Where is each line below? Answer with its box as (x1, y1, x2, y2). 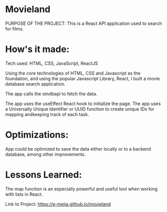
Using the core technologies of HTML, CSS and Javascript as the (5, 70, 141, 76)
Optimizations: (5, 129, 69, 140)
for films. (5, 25, 24, 31)
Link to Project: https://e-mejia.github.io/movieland (5, 201, 111, 207)
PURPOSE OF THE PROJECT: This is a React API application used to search (5, 20, 162, 26)
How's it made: (5, 44, 70, 55)
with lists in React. (5, 191, 43, 197)
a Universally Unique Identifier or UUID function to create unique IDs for (5, 105, 155, 112)
